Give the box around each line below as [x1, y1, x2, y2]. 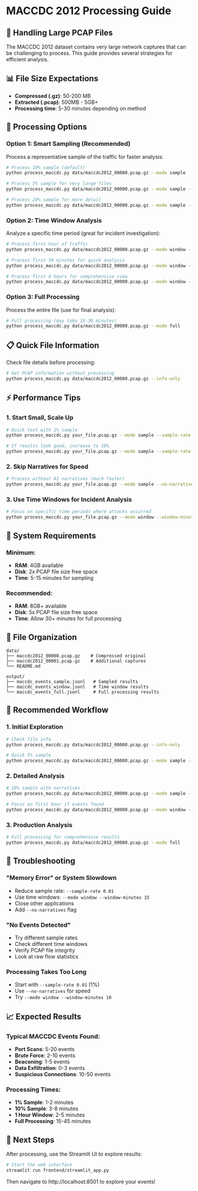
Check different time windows [14, 941, 88, 947]
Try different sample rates [14, 934, 78, 941]
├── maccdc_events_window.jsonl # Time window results [6, 684, 149, 690]
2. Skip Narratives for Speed [6, 462, 88, 471]
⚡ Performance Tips [6, 393, 81, 403]
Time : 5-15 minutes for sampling [14, 574, 94, 581]
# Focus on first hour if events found [6, 801, 104, 807]
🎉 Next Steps [6, 1135, 55, 1145]
